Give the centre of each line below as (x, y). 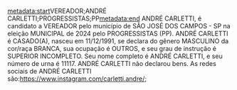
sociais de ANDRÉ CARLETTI (49, 71)
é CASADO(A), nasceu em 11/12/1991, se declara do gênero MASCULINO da (118, 41)
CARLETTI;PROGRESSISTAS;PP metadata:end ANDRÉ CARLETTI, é (105, 18)
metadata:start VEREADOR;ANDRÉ (57, 11)
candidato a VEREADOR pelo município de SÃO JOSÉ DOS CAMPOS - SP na (119, 26)
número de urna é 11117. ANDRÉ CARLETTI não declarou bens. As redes (112, 63)
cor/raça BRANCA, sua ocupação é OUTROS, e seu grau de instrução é (112, 49)
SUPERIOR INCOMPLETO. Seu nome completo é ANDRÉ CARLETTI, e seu (115, 56)
